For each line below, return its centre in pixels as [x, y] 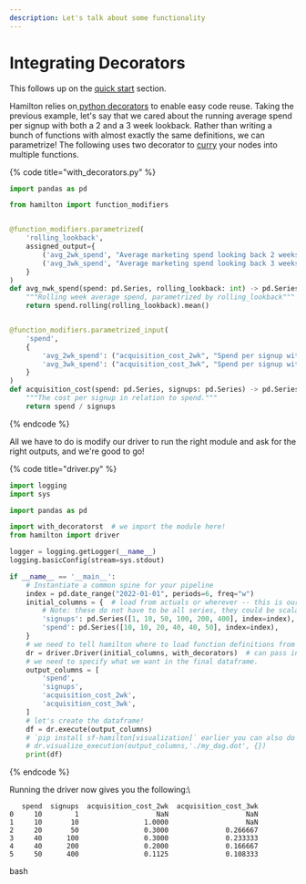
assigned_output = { [61, 247]
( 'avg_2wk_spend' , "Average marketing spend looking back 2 [158, 255]
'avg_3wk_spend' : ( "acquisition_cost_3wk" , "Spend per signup [163, 364]
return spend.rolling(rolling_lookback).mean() [117, 306]
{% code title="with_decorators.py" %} [83, 172]
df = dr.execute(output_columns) [89, 729]
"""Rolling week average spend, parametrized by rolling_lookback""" [161, 297]
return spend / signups [71, 406]
